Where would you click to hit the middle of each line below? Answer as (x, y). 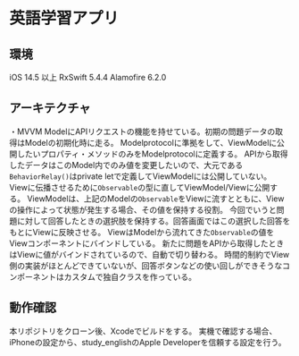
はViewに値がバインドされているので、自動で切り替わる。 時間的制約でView (149, 254)
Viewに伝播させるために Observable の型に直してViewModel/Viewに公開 (140, 187)
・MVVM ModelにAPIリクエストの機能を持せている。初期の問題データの (142, 131)
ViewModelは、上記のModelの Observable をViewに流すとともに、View (155, 199)
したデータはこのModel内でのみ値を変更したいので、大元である (126, 165)
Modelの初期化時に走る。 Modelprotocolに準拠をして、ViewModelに (151, 142)
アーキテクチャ (50, 108)
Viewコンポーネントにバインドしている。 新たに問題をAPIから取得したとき (147, 243)
